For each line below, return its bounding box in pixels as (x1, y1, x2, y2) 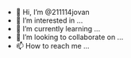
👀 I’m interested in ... (15, 16, 83, 25)
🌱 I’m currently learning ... (15, 24, 101, 33)
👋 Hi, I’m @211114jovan (15, 8, 90, 16)
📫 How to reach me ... (15, 42, 90, 50)
